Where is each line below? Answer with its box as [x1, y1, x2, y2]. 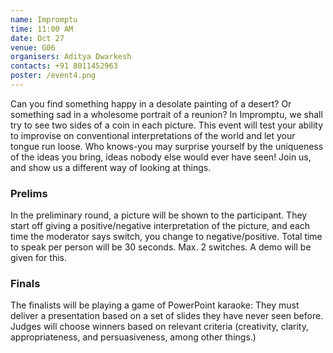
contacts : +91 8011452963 [10, 61, 118, 71]
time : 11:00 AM [10, 24, 74, 34]
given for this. [10, 252, 67, 264]
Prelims [10, 186, 48, 200]
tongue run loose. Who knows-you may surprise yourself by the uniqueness [10, 140, 324, 152]
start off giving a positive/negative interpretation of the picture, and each [10, 220, 311, 232]
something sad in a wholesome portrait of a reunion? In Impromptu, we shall [10, 108, 323, 120]
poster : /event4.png [10, 71, 97, 81]
